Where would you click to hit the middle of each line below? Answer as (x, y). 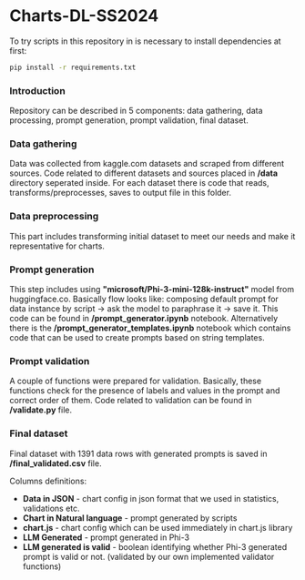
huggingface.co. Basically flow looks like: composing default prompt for (144, 299)
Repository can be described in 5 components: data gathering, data (136, 111)
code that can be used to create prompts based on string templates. (137, 337)
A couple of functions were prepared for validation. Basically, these (136, 381)
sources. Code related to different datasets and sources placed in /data (144, 173)
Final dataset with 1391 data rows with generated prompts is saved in (138, 453)
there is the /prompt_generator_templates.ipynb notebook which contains (150, 328)
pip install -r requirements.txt (73, 67)
